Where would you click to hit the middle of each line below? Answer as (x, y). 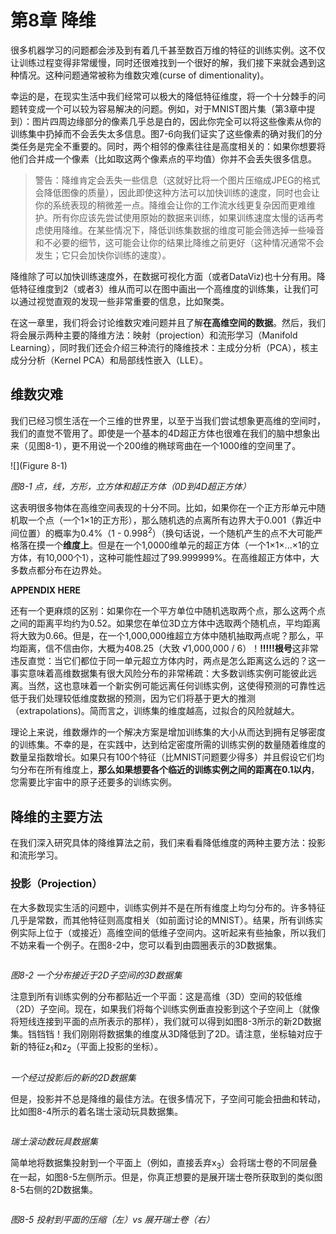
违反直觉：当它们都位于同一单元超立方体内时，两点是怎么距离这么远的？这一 (168, 661)
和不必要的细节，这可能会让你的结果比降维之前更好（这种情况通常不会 (179, 242)
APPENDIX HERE (46, 590)
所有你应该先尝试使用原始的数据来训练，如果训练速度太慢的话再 (184, 217)
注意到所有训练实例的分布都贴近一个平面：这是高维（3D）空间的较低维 (156, 996)
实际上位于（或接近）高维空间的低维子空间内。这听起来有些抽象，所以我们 (172, 932)
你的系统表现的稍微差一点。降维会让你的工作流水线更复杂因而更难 (170, 205)
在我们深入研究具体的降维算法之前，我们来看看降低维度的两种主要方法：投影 (168, 843)
